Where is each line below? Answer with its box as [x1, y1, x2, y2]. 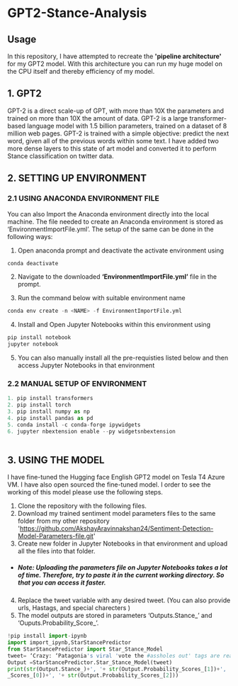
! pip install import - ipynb [7, 633, 87, 640]
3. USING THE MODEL [7, 454, 105, 466]
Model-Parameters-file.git [17, 532, 94, 541]
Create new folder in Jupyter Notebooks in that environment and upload [17, 539, 228, 548]
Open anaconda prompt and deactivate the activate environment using [17, 246, 225, 255]
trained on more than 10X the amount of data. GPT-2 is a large [7, 114, 188, 122]
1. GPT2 [7, 87, 42, 100]
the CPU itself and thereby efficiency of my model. [7, 67, 155, 75]
